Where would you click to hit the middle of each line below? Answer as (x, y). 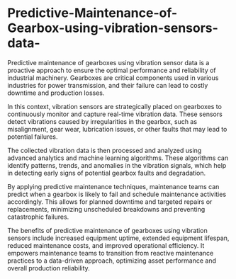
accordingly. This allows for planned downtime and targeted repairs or (110, 201)
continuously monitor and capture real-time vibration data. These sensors (115, 114)
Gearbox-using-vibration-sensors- (113, 28)
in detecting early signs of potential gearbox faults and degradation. (107, 173)
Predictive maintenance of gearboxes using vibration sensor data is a (108, 62)
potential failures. (33, 137)
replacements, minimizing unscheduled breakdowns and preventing (106, 209)
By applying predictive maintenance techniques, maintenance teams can (113, 186)
